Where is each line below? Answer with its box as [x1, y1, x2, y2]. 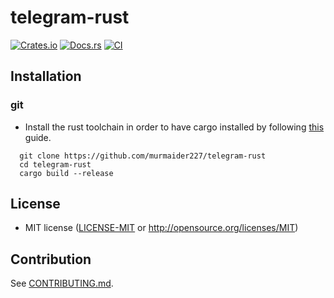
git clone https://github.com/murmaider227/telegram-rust [19, 151, 267, 161]
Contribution [10, 251, 92, 268]
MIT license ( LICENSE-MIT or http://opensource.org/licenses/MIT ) [24, 222, 299, 234]
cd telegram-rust [19, 159, 92, 170]
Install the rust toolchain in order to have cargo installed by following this [24, 121, 325, 133]
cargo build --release [19, 168, 114, 178]
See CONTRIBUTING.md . [10, 277, 114, 290]
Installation [10, 68, 82, 85]
